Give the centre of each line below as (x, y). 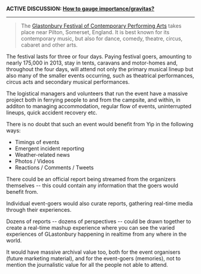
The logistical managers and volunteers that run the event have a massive (97, 93)
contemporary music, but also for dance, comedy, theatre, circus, (102, 39)
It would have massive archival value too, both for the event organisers (93, 252)
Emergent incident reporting (50, 148)
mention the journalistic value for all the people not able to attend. (87, 265)
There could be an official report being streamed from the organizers (91, 179)
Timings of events (37, 142)
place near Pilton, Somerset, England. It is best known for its (95, 32)
